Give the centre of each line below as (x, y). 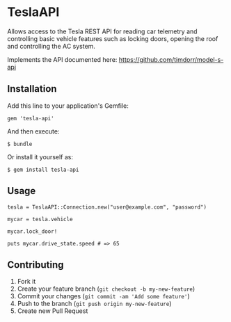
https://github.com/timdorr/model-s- (171, 59)
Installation (32, 89)
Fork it (26, 282)
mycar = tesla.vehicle (40, 219)
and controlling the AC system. (51, 46)
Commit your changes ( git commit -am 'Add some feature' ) (103, 296)
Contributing (35, 265)
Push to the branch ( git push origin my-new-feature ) (94, 304)
